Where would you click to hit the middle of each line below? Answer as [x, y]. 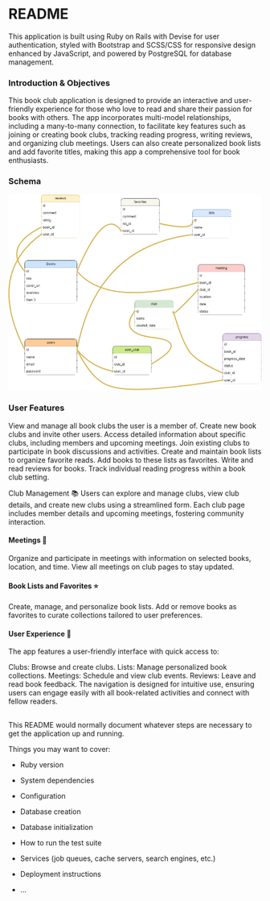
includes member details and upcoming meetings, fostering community [126, 513]
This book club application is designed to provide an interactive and [121, 101]
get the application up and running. [66, 733]
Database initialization [57, 827]
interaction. [27, 521]
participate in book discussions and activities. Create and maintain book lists [135, 451]
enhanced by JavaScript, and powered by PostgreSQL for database [120, 53]
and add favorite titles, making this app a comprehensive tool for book [124, 152]
